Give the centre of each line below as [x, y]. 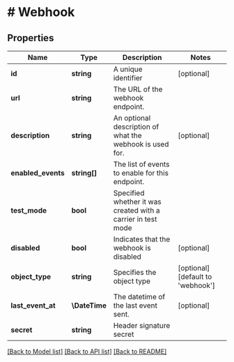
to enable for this [141, 173]
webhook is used [141, 144]
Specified [129, 193]
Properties [31, 38]
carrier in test [135, 219]
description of [136, 127]
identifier [128, 78]
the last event [135, 306]
